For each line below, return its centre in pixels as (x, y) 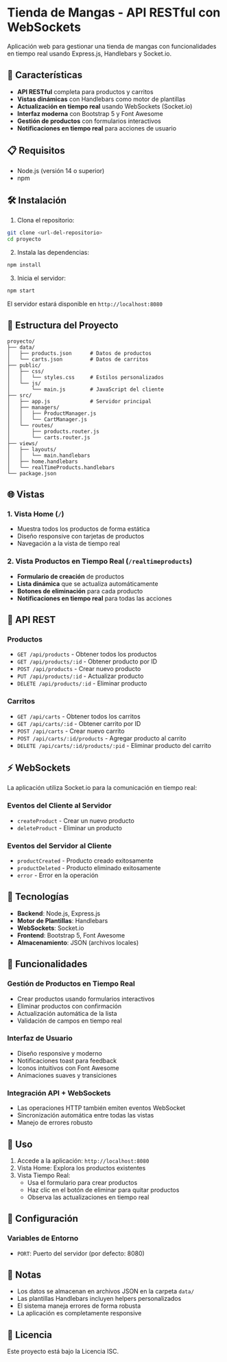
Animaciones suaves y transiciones (67, 1075)
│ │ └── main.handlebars (49, 455)
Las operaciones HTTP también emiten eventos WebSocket (101, 1108)
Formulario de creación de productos (71, 576)
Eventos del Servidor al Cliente (59, 845)
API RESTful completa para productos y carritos (85, 91)
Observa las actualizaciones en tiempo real (88, 1197)
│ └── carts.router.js (49, 438)
